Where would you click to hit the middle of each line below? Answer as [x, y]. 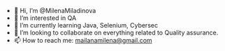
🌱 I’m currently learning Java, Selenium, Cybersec [86, 25]
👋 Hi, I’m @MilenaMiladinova [55, 11]
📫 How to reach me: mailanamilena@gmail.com [83, 40]
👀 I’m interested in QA [45, 18]
